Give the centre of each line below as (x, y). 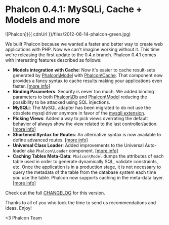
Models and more (43, 20)
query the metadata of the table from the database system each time (84, 172)
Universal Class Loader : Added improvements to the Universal (78, 145)
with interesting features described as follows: (53, 60)
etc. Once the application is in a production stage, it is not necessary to (87, 167)
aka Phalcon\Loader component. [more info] (73, 151)
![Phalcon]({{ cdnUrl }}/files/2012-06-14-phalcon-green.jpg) (68, 34)
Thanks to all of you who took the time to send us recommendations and (81, 202)
